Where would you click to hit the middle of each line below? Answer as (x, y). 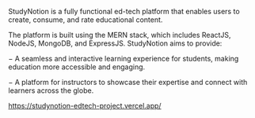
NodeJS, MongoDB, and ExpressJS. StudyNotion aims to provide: (115, 43)
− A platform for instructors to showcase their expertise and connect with (128, 82)
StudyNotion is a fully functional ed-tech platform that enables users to (124, 11)
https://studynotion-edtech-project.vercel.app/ (85, 106)
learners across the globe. (51, 90)
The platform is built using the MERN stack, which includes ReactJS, (120, 35)
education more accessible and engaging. (77, 67)
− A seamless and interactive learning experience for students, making (124, 59)
